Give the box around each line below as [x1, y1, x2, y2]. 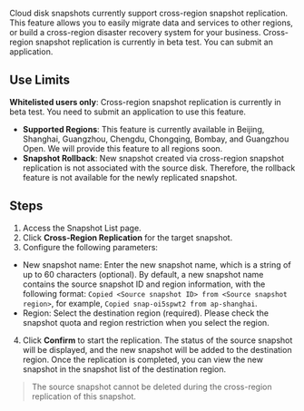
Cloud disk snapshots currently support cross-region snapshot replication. [9, 8, 289, 18]
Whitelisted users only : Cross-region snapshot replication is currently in [9, 96, 281, 107]
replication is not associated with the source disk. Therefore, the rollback [22, 162, 296, 173]
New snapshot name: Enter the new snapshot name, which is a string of [22, 259, 292, 270]
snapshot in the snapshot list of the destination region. [22, 363, 227, 375]
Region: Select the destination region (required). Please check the [22, 308, 270, 318]
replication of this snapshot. [31, 390, 136, 402]
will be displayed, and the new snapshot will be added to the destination [22, 344, 292, 355]
